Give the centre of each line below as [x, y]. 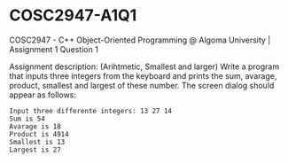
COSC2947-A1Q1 [73, 16]
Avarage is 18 [35, 126]
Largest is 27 [35, 150]
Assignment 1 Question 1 [54, 49]
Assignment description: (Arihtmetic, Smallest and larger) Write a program [144, 66]
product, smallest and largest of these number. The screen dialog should [142, 85]
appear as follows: [43, 95]
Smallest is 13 [37, 142]
